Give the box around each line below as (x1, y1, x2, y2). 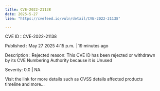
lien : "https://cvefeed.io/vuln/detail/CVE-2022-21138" (5, 16, 121, 21)
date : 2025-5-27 (5, 12, 38, 16)
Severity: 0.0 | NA (5, 67, 40, 73)
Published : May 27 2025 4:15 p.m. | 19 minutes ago (5, 43, 108, 49)
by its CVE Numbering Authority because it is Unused (5, 58, 112, 63)
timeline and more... (5, 81, 45, 87)
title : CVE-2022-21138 (5, 7, 51, 12)
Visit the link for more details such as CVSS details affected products (5, 76, 143, 82)
